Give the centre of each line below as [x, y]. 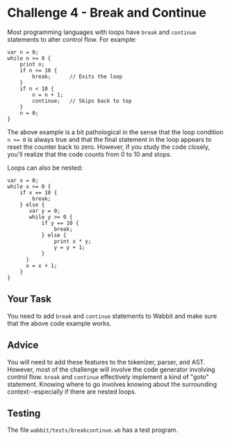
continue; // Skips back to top [82, 101]
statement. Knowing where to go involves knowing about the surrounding [112, 384]
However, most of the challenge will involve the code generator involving [111, 369]
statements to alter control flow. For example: [72, 39]
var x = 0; [23, 180]
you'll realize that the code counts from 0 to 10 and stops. [90, 154]
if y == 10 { [60, 223]
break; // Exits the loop [77, 77]
